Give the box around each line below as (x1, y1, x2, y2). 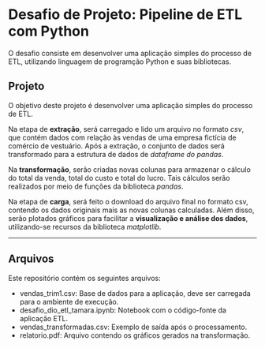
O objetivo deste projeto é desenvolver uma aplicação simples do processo (8, 100, 253, 110)
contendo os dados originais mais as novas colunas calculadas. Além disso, (8, 205, 255, 215)
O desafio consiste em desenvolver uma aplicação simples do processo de (8, 48, 252, 58)
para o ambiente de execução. (19, 297, 119, 306)
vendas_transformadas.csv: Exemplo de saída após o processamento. (19, 322, 248, 331)
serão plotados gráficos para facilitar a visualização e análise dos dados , (8, 213, 248, 223)
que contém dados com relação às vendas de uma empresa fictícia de (8, 133, 237, 142)
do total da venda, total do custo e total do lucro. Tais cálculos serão (8, 173, 230, 182)
